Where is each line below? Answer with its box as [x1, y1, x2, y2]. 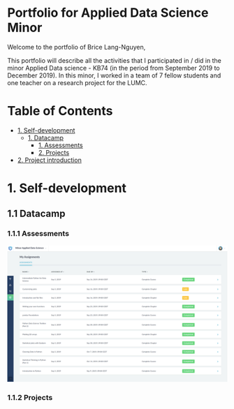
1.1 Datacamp [7, 208, 66, 220]
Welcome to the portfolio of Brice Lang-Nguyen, [7, 43, 146, 51]
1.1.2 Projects [7, 392, 53, 402]
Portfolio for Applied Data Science [7, 5, 209, 21]
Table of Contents [7, 103, 113, 119]
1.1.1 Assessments [7, 229, 70, 239]
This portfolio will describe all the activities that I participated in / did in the [7, 56, 221, 64]
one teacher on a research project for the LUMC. [7, 78, 148, 87]
